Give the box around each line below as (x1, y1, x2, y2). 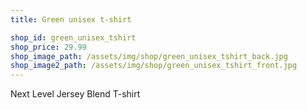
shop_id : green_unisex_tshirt (10, 32, 137, 43)
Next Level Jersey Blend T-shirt (10, 88, 141, 100)
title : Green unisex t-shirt (10, 14, 132, 25)
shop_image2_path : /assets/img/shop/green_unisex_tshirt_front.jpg (10, 61, 298, 71)
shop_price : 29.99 (10, 42, 87, 52)
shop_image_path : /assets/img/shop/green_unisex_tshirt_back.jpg (10, 51, 288, 61)
